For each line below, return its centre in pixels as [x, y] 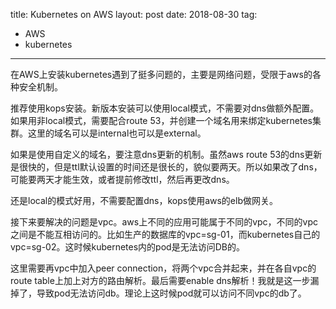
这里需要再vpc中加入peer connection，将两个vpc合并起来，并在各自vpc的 [163, 268]
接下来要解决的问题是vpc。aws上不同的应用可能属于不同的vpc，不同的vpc [164, 222]
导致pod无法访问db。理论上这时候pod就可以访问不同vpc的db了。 [171, 293]
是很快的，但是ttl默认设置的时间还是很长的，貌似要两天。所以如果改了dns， [166, 167]
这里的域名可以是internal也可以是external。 [117, 133]
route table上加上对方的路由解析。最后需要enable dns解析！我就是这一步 [160, 280]
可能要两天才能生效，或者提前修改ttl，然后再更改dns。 [122, 179]
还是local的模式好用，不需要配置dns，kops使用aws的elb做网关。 [144, 200]
